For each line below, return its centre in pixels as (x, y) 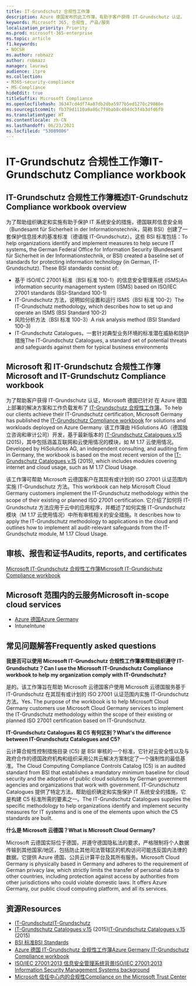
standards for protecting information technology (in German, (79, 261)
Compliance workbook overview (66, 207)
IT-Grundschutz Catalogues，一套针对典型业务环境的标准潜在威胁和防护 (102, 333)
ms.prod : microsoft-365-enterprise (49, 33)
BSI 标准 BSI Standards (42, 942)
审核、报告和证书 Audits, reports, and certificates (97, 554)
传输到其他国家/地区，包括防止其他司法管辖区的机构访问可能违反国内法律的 (97, 850)
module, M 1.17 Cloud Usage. (73, 533)
